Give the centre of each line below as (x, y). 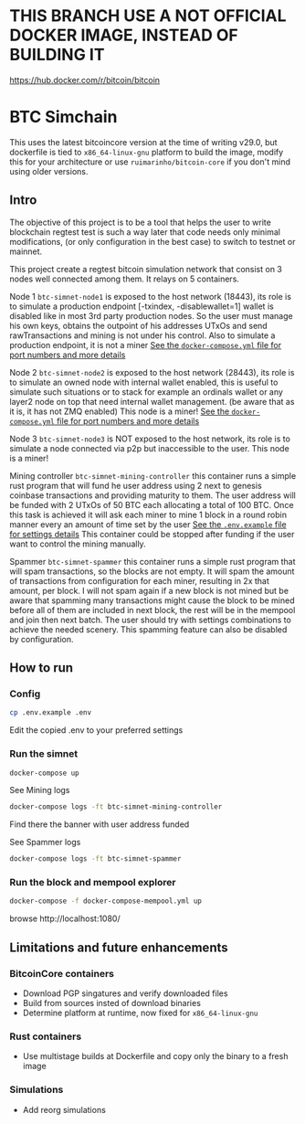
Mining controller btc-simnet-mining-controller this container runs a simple (153, 475)
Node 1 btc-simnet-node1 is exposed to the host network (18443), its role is (151, 296)
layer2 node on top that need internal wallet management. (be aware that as (152, 401)
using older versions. (49, 171)
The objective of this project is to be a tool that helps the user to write (140, 222)
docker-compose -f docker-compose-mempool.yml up (106, 901)
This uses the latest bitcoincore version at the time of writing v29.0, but (143, 142)
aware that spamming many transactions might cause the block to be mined (152, 600)
